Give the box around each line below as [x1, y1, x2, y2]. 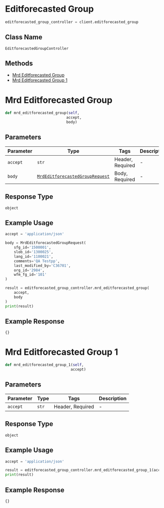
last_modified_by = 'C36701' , [14, 263, 71, 268]
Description [99, 395, 127, 402]
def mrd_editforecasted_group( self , [5, 111, 80, 116]
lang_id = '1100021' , [14, 254, 54, 259]
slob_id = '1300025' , [14, 250, 54, 255]
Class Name [5, 33, 42, 41]
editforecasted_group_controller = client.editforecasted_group [5, 20, 139, 24]
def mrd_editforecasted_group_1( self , [5, 363, 84, 367]
